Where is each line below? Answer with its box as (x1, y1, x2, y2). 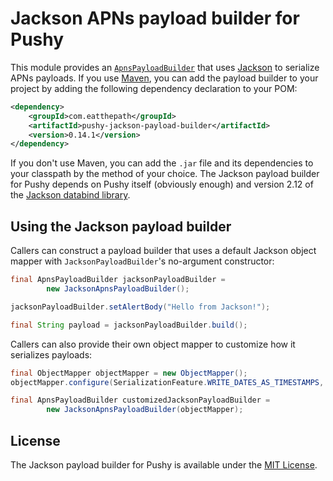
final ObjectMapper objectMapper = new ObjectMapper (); (10, 368, 248, 378)
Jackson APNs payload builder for (10, 7, 300, 30)
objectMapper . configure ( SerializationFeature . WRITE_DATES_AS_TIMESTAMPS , (10, 377, 325, 387)
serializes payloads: (10, 348, 93, 361)
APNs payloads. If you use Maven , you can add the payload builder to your (10, 72, 319, 84)
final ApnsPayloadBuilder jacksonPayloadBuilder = (10, 275, 226, 285)
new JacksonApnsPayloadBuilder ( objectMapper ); (46, 405, 244, 415)
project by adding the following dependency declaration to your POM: (10, 82, 298, 94)
